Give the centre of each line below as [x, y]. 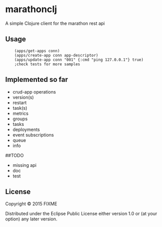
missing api [25, 165]
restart [19, 103]
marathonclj [31, 9]
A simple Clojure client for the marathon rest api [55, 23]
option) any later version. [31, 219]
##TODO [14, 155]
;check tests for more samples [47, 64]
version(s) [23, 97]
